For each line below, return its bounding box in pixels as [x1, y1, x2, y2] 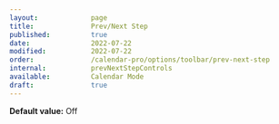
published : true [9, 30, 107, 39]
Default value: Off [9, 105, 78, 116]
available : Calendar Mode [9, 72, 144, 81]
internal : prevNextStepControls [9, 64, 173, 73]
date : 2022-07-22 [9, 38, 132, 48]
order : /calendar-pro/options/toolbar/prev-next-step [9, 55, 271, 64]
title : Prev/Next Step [9, 22, 148, 31]
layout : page [9, 13, 107, 23]
